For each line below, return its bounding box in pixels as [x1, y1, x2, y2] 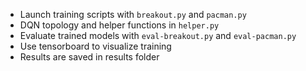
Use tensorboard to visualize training [19, 40, 172, 52]
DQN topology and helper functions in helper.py [19, 19, 220, 31]
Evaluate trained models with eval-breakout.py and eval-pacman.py [19, 30, 297, 41]
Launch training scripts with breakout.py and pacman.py [19, 9, 247, 20]
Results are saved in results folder [19, 51, 160, 63]
